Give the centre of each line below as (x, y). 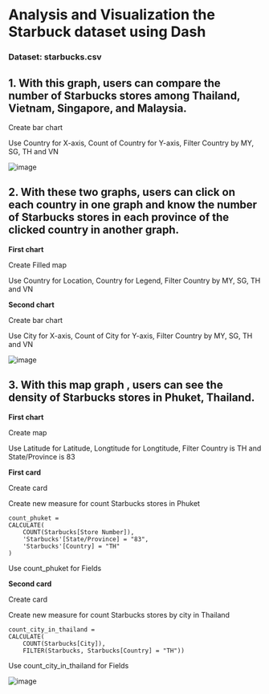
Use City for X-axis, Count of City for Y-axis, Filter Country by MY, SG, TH (130, 336)
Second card (30, 583)
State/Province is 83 (42, 456)
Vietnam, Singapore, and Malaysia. (98, 108)
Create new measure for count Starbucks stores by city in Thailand (119, 614)
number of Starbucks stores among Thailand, (124, 95)
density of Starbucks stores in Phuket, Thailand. (132, 398)
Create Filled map (37, 265)
